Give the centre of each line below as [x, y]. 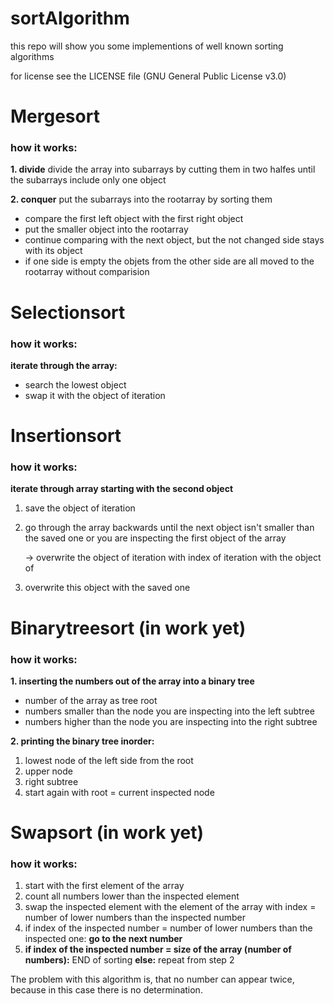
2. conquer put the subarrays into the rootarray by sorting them [141, 199]
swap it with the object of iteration [95, 395]
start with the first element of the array [104, 886]
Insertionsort [66, 436]
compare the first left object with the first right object [134, 219]
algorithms [32, 56]
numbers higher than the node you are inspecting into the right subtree [171, 721]
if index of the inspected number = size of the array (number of [158, 949]
